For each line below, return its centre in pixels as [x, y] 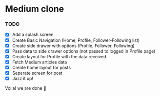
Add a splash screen [33, 34]
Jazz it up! [22, 78]
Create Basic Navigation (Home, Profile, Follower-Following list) [76, 40]
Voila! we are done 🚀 [26, 88]
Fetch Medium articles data [40, 62]
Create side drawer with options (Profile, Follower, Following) [73, 46]
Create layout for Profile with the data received [59, 56]
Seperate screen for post [37, 73]
